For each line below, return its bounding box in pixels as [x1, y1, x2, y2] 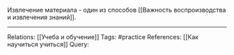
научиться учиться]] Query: [7, 41, 89, 48]
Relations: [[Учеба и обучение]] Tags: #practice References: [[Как [7, 33, 199, 41]
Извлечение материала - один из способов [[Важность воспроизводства [7, 6, 226, 14]
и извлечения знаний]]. [7, 13, 77, 21]
